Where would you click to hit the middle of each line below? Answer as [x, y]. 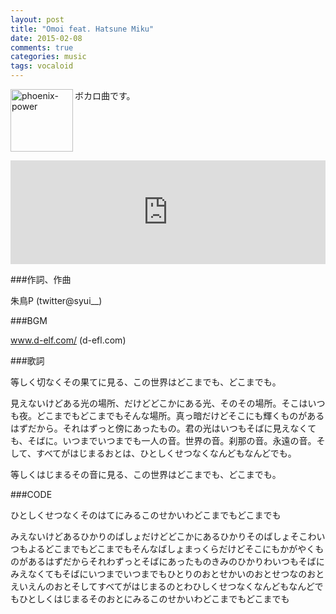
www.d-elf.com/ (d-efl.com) [68, 340]
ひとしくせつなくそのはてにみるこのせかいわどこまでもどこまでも [146, 515]
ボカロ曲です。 [105, 95]
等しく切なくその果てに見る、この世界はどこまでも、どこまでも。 [146, 382]
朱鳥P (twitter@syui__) [56, 300]
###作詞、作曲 [41, 279]
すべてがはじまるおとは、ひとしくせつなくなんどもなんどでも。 [166, 453]
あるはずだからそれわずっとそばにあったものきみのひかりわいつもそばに [176, 561]
